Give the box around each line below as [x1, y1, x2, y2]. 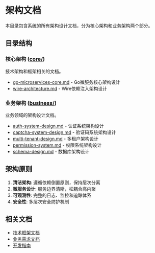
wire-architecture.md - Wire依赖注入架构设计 [12, 85, 108, 91]
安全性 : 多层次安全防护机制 [12, 198, 69, 204]
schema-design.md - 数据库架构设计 [12, 148, 90, 154]
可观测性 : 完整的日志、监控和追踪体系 [12, 192, 92, 198]
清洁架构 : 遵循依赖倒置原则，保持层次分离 [12, 179, 100, 186]
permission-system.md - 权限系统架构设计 [12, 142, 102, 148]
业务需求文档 [12, 236, 40, 242]
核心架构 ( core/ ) [5, 56, 45, 63]
